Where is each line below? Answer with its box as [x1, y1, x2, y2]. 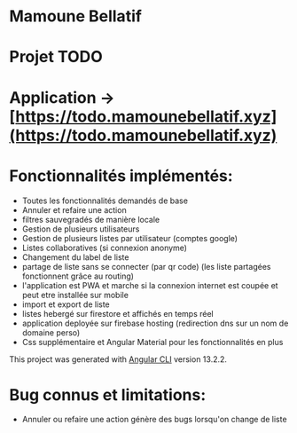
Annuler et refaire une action [21, 204, 127, 215]
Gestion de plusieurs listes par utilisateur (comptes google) [21, 232, 238, 243]
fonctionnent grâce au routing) [21, 271, 135, 281]
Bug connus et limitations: [9, 384, 207, 405]
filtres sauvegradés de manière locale [21, 214, 160, 224]
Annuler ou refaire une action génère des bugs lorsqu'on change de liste [21, 414, 287, 425]
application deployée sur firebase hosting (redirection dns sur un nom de [21, 318, 289, 328]
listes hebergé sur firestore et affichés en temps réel [21, 308, 215, 319]
